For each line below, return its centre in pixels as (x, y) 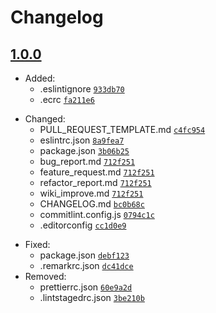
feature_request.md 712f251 (97, 172)
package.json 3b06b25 (84, 150)
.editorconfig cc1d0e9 (83, 225)
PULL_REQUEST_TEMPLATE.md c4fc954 (122, 129)
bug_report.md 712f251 (87, 161)
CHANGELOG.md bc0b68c (92, 204)
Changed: (45, 119)
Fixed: (37, 244)
